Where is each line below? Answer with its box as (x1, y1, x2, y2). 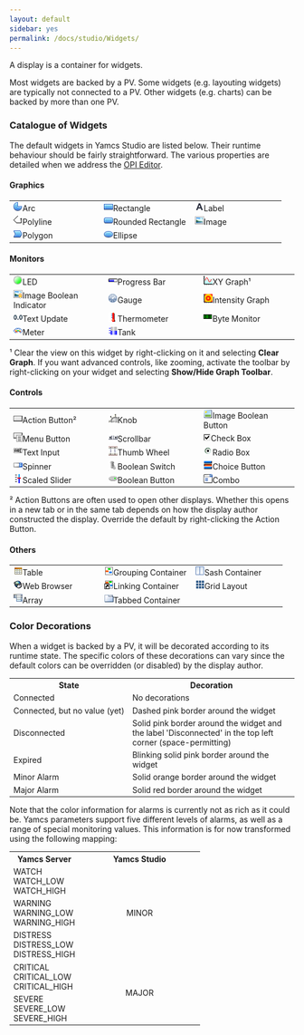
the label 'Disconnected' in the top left (132, 727, 274, 738)
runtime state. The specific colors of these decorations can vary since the (9, 650, 285, 661)
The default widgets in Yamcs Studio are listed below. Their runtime (9, 140, 261, 150)
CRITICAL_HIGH (13, 981, 74, 991)
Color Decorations (9, 620, 92, 633)
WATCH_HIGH (13, 885, 66, 896)
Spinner (22, 460, 52, 471)
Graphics (9, 179, 45, 190)
